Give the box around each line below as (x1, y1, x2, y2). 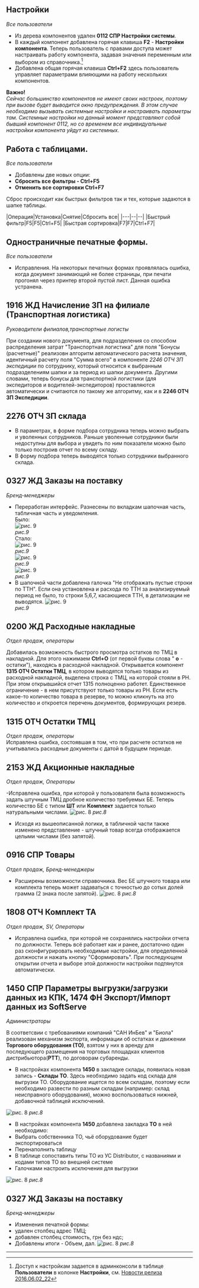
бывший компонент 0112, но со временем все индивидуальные (6, 120, 167, 127)
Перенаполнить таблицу (14, 1146, 77, 1153)
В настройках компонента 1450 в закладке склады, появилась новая (14, 1066, 191, 1073)
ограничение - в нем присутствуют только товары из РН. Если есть (6, 687, 178, 694)
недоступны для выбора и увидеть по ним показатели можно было (14, 440, 186, 447)
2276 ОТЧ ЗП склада (6, 411, 87, 421)
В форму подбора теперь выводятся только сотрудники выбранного (14, 452, 189, 459)
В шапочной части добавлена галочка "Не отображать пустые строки (14, 579, 192, 586)
